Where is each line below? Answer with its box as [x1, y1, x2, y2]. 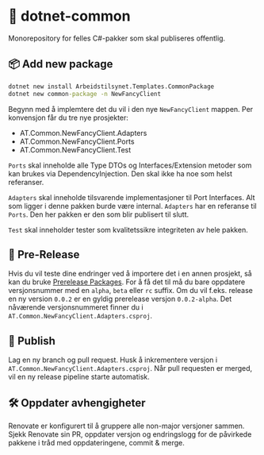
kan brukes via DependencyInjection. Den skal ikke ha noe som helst [8, 168, 232, 178]
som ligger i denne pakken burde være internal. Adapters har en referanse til [8, 201, 257, 210]
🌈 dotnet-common [8, 7, 131, 25]
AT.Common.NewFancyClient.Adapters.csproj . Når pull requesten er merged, [8, 364, 253, 373]
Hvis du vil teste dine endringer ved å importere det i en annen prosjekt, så [8, 269, 252, 279]
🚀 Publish [8, 334, 55, 348]
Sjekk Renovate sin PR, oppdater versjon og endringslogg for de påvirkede [8, 429, 252, 439]
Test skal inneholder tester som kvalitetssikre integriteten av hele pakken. [8, 225, 248, 234]
